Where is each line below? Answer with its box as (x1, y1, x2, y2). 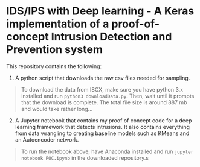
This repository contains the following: (6, 62, 102, 70)
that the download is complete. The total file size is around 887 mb (21, 98, 187, 106)
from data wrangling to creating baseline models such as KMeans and (15, 130, 190, 137)
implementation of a (6, 17, 109, 31)
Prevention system (6, 43, 103, 57)
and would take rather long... (21, 105, 93, 112)
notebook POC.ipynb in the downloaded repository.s (21, 154, 149, 161)
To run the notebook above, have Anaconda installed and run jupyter (21, 148, 194, 155)
